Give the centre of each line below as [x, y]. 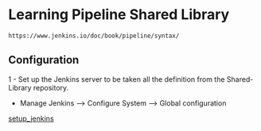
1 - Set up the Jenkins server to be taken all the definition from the [117, 79]
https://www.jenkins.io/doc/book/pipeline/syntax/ [94, 36]
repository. [51, 87]
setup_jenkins [31, 118]
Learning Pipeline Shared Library [119, 15]
